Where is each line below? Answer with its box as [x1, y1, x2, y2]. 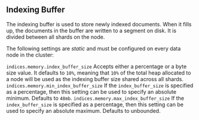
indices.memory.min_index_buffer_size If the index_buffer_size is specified [6, 82, 194, 89]
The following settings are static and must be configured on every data [6, 45, 181, 52]
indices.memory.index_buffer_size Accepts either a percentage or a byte [6, 63, 187, 70]
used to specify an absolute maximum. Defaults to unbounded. [6, 107, 161, 114]
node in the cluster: [6, 51, 54, 59]
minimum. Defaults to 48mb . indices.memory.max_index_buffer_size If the [6, 94, 184, 101]
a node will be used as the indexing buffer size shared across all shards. [6, 75, 184, 82]
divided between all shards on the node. [6, 33, 105, 41]
